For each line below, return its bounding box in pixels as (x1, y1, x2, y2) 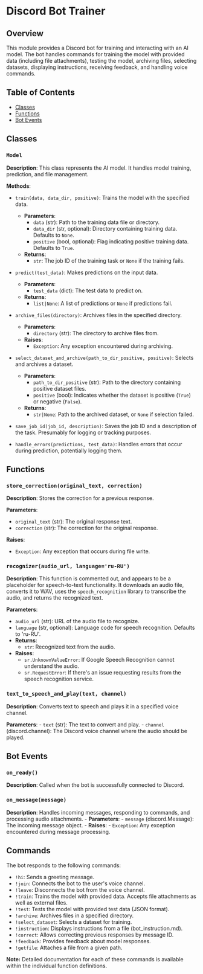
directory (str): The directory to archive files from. (33, 329, 159, 336)
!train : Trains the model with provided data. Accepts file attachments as (14, 892, 196, 900)
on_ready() (6, 769, 38, 777)
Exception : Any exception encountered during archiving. (33, 342, 173, 350)
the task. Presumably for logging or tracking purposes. (14, 429, 152, 436)
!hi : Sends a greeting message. (14, 873, 95, 880)
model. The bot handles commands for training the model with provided (6, 51, 185, 58)
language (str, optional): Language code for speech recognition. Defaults (14, 624, 195, 632)
